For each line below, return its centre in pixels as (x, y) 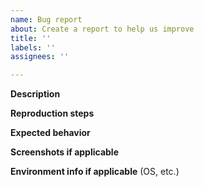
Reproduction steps (52, 113)
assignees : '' (40, 57)
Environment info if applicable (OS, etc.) (95, 172)
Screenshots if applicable (64, 152)
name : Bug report (46, 19)
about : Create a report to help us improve (102, 29)
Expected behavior (50, 133)
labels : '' (33, 47)
